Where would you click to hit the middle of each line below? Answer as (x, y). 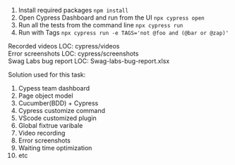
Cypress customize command (61, 111)
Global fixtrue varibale (50, 125)
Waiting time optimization (55, 148)
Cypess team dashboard (54, 88)
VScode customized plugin (58, 118)
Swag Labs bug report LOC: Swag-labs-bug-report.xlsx (89, 61)
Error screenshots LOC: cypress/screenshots (73, 53)
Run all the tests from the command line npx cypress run (101, 25)
